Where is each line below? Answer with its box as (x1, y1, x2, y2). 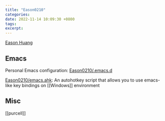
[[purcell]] (5, 110, 26, 116)
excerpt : (5, 26, 23, 31)
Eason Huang (5, 39, 33, 45)
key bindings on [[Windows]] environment (13, 82, 100, 88)
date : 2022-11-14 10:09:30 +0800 (5, 16, 75, 21)
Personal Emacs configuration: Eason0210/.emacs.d (5, 67, 112, 73)
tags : (5, 21, 16, 26)
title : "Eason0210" (5, 7, 46, 12)
